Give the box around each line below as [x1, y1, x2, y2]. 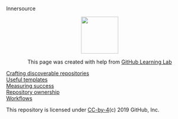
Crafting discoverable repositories [6, 70, 90, 77]
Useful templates [6, 76, 48, 83]
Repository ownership [6, 88, 60, 95]
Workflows [6, 95, 33, 102]
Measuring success [6, 82, 55, 89]
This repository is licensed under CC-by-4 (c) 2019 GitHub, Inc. [6, 106, 160, 113]
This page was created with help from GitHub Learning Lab [27, 58, 172, 65]
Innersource [6, 5, 36, 12]
